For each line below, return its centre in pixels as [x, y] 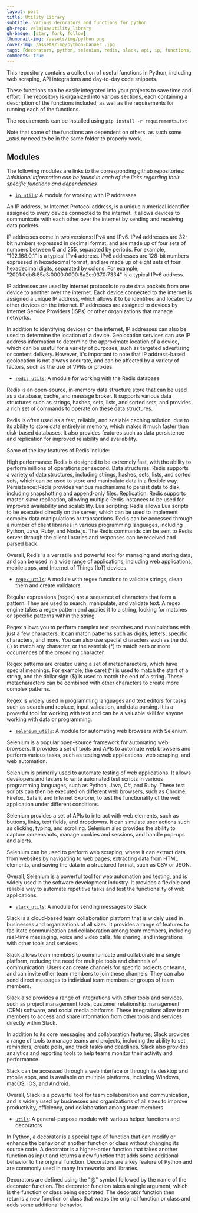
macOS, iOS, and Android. [38, 1083]
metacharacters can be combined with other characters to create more [93, 683]
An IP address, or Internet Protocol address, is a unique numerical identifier [98, 207]
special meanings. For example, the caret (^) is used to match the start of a [98, 670]
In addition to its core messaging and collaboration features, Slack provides [98, 1034]
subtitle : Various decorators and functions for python [77, 22]
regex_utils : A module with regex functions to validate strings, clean [99, 579]
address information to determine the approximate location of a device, [93, 342]
